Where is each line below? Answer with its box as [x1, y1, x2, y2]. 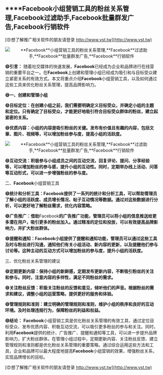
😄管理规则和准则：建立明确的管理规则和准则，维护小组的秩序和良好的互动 [5, 301, 154, 307]
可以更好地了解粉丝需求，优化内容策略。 [13, 202, 95, 208]
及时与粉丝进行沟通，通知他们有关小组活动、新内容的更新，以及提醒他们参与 [5, 241, 158, 247]
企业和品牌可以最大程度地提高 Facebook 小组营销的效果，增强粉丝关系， [13, 348, 157, 354]
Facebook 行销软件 [14, 23, 70, 31]
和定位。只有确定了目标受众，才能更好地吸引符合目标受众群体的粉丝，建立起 [5, 108, 158, 114]
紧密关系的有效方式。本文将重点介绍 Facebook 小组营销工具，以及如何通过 [9, 75, 157, 81]
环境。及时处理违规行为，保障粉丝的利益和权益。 [5, 307, 103, 313]
